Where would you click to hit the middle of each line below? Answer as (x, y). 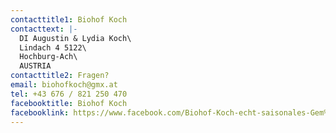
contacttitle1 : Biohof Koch (69, 19)
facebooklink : (40, 112)
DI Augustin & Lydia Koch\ (75, 38)
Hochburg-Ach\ (48, 57)
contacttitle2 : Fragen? (60, 76)
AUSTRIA (35, 66)
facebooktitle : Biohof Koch (69, 103)
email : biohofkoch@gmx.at (64, 85)
